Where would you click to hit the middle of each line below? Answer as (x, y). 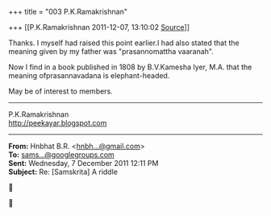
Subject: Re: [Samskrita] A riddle (63, 172)
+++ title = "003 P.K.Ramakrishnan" (68, 12)
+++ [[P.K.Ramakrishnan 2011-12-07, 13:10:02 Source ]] (99, 27)
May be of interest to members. (60, 91)
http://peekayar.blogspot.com (58, 123)
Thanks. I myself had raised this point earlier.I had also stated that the (124, 43)
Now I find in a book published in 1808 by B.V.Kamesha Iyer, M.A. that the (130, 67)
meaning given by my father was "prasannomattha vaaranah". (111, 51)
